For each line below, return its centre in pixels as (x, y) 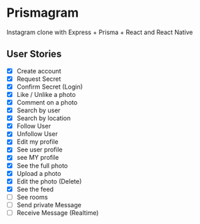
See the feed (35, 189)
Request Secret (39, 79)
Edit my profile (37, 142)
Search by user (38, 110)
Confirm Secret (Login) (49, 87)
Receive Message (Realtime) (57, 212)
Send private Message (49, 204)
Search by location (44, 118)
